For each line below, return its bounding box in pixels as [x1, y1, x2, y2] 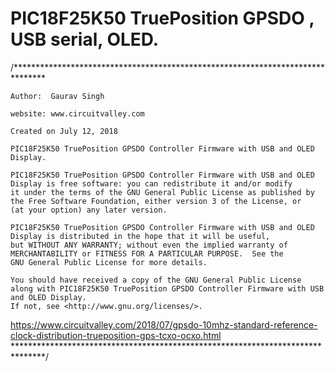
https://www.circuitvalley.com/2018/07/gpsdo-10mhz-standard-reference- [10, 318, 318, 331]
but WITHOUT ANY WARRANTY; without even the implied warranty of [10, 240, 288, 250]
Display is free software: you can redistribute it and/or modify [10, 178, 293, 189]
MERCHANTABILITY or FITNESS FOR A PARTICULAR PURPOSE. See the [10, 248, 284, 259]
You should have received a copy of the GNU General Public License [10, 275, 302, 285]
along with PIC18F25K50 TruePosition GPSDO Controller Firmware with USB [10, 283, 325, 294]
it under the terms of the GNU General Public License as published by [10, 187, 315, 197]
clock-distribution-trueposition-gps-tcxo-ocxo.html [10, 329, 222, 341]
